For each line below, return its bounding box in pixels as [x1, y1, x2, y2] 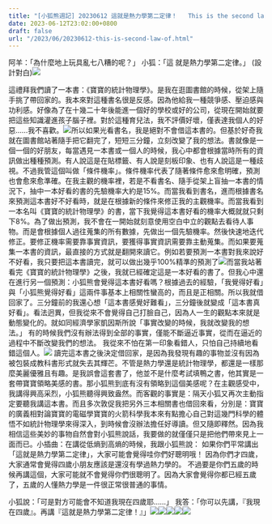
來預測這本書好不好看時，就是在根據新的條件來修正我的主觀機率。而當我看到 [8, 196, 264, 207]
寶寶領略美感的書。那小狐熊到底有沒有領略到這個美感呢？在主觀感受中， [22, 378, 264, 389]
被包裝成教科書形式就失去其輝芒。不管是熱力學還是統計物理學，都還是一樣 [8, 358, 257, 369]
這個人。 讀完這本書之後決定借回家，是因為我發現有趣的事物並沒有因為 [15, 348, 260, 358]
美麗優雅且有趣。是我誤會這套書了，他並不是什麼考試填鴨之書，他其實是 [15, 369, 257, 378]
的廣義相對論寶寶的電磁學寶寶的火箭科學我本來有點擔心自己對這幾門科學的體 [8, 409, 264, 419]
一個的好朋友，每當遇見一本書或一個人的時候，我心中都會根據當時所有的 [15, 146, 257, 155]
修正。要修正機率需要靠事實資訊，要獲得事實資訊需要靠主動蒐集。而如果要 [8, 236, 257, 247]
